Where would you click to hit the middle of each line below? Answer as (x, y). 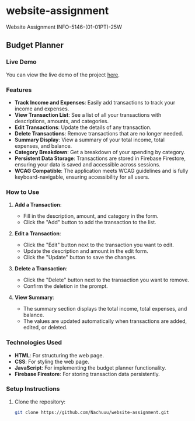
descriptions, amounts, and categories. (62, 121)
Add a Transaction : (38, 205)
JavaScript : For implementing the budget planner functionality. (90, 368)
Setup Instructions (33, 389)
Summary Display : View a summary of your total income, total (90, 140)
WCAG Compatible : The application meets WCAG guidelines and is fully (101, 171)
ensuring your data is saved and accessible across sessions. (87, 164)
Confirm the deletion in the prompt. (65, 286)
